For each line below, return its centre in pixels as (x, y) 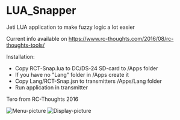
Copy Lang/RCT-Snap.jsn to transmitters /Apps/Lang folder (88, 81)
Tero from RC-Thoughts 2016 (42, 99)
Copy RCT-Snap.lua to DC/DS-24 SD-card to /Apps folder (86, 68)
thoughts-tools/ (26, 45)
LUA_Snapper (41, 10)
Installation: (20, 56)
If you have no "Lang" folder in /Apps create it (72, 74)
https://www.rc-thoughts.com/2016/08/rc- (121, 38)
